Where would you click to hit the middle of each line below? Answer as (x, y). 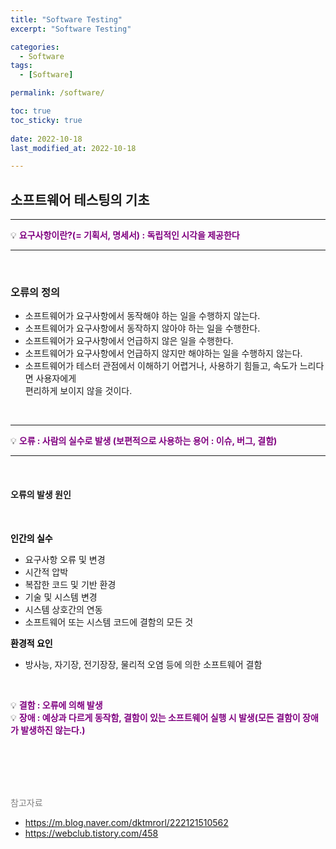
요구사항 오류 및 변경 (65, 559)
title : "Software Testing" (66, 19)
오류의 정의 (35, 292)
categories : (35, 47)
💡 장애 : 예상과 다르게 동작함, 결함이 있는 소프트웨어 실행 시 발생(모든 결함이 (155, 717)
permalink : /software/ (57, 93)
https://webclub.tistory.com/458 (91, 833)
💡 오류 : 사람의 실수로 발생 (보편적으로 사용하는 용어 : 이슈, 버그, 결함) (144, 441)
